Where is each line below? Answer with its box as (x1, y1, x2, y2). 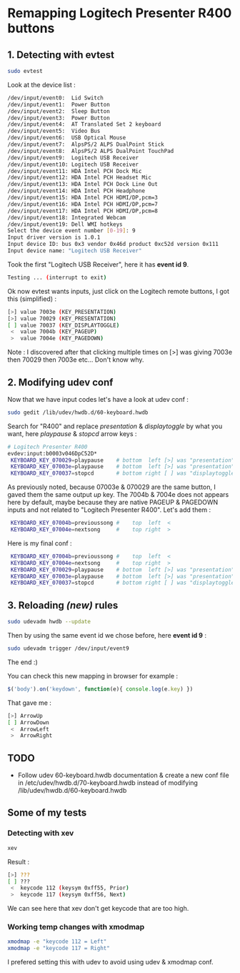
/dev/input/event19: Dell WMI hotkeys (7, 220, 123, 228)
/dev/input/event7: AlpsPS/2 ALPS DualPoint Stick (7, 141, 164, 148)
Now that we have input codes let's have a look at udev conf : (7, 395, 189, 403)
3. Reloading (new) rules (7, 599, 119, 611)
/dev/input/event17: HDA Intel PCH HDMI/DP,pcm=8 (7, 207, 159, 214)
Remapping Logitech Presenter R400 (7, 5, 232, 21)
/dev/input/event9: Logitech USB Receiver (7, 154, 139, 162)
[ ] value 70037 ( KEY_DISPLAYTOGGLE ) (7, 322, 120, 329)
